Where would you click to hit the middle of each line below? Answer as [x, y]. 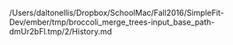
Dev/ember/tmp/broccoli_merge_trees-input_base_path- [112, 22]
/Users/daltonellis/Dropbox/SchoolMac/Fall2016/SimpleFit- [116, 13]
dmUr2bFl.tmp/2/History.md [61, 31]
